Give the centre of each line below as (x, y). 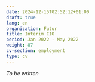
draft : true (21, 17)
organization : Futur (32, 28)
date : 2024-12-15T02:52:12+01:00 (48, 12)
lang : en (17, 23)
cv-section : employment (36, 51)
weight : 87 (20, 45)
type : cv (17, 56)
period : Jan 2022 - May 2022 (42, 40)
